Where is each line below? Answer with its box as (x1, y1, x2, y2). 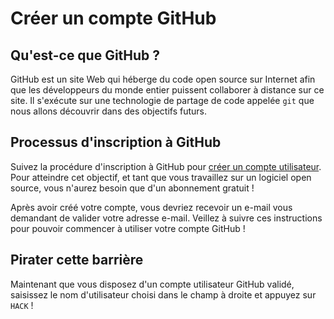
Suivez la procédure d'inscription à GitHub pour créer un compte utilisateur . (10, 160, 322, 172)
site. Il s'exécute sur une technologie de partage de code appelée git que (10, 95, 315, 106)
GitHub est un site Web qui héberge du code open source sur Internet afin (10, 73, 316, 85)
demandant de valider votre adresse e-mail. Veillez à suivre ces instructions (10, 212, 323, 224)
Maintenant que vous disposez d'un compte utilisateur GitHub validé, (10, 278, 295, 290)
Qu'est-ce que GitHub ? (10, 47, 161, 64)
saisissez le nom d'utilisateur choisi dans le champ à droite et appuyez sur (10, 288, 317, 301)
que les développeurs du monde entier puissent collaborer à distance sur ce (10, 84, 325, 96)
